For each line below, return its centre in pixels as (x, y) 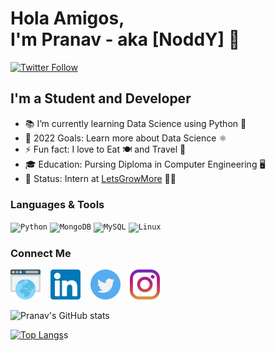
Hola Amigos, (67, 18)
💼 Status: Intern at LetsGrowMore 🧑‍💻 (100, 178)
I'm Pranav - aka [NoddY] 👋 (125, 39)
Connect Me (41, 253)
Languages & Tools (57, 204)
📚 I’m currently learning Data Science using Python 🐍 (135, 123)
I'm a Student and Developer (101, 98)
